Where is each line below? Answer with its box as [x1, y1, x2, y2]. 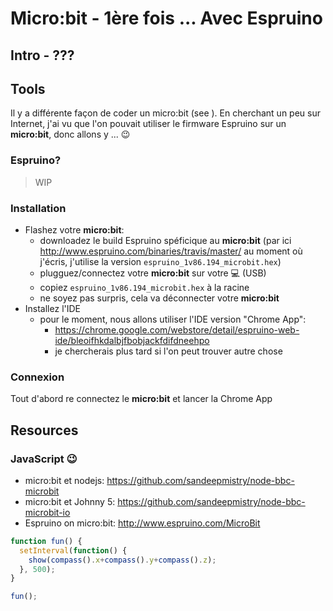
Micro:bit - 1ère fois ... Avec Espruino [10, 7, 323, 30]
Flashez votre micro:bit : [24, 223, 125, 236]
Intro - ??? [10, 47, 75, 64]
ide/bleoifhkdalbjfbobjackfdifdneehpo [54, 334, 210, 346]
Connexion [10, 370, 65, 384]
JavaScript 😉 [10, 452, 78, 466]
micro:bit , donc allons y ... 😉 [10, 128, 131, 141]
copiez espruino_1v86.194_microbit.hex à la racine [39, 281, 250, 293]
